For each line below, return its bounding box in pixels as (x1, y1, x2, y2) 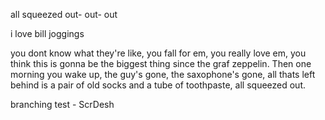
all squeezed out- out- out (10, 9, 118, 20)
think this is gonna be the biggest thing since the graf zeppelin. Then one (10, 58, 312, 69)
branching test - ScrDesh (10, 99, 115, 110)
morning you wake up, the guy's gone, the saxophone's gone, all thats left (10, 69, 316, 80)
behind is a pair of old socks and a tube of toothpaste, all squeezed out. (10, 79, 307, 91)
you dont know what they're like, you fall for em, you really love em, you (10, 47, 307, 59)
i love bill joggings (10, 28, 85, 39)
